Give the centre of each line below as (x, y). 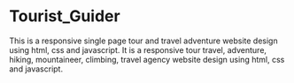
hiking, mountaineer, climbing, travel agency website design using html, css (147, 59)
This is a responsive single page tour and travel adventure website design (143, 41)
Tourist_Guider (65, 16)
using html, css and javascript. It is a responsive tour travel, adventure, (138, 49)
